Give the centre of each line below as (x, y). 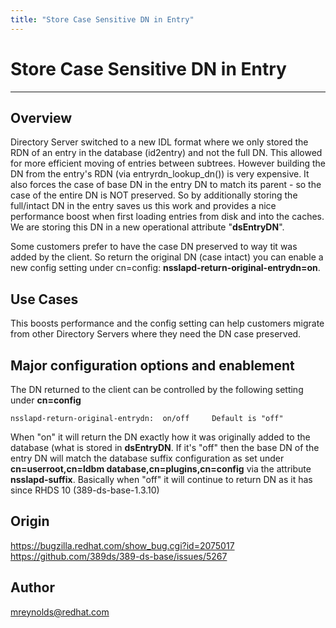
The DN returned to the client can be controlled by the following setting (157, 389)
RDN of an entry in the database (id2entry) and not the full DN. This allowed (166, 153)
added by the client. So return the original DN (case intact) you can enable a (167, 257)
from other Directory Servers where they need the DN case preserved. (156, 334)
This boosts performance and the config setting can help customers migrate (167, 323)
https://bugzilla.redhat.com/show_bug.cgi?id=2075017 (122, 545)
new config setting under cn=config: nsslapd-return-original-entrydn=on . (165, 268)
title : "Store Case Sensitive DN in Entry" (102, 19)
